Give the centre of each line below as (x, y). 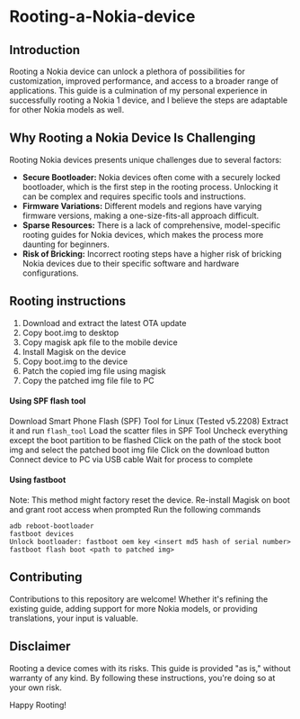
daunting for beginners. (66, 244)
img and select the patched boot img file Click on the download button (139, 450)
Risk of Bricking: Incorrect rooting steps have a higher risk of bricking (152, 253)
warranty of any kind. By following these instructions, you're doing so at (142, 678)
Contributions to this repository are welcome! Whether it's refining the (139, 599)
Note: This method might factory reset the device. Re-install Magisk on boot (150, 500)
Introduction (45, 50)
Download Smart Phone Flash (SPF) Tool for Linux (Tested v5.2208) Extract (149, 421)
